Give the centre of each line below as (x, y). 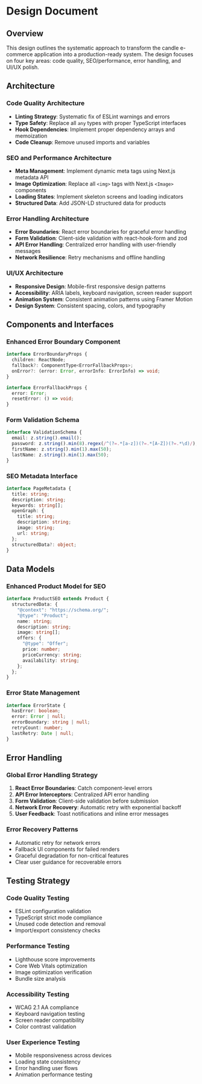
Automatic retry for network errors (58, 842)
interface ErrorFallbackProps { (47, 388)
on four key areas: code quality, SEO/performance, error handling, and (93, 61)
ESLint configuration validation (53, 911)
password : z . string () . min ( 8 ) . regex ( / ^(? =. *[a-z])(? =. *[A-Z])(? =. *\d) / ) (104, 444)
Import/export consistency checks (58, 931)
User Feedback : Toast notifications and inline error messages (92, 814)
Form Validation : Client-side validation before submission (87, 801)
